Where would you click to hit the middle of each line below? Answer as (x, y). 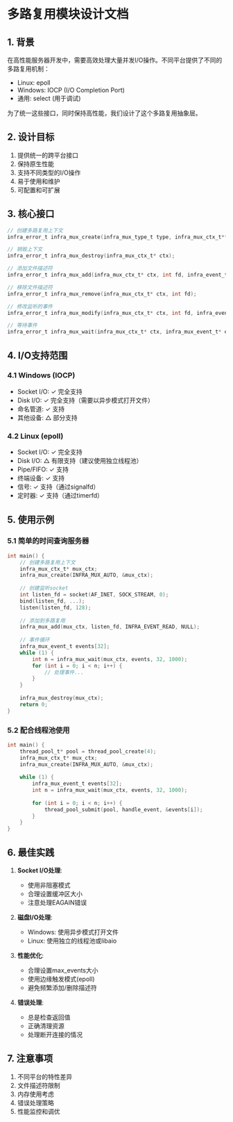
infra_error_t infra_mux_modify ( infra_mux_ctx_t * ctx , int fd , (101, 313)
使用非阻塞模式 (49, 885)
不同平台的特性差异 (45, 1076)
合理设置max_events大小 (63, 970)
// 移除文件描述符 (30, 287)
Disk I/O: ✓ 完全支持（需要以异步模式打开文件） (86, 400)
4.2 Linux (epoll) (35, 436)
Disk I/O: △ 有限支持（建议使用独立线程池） (80, 461)
